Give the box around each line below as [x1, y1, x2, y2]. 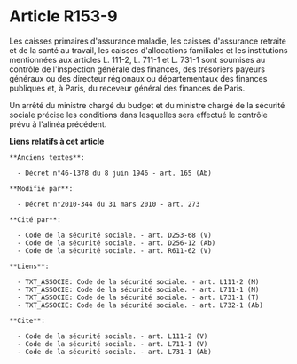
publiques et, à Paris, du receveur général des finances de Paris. [9, 83, 246, 93]
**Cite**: [9, 316, 46, 325]
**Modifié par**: [9, 184, 74, 193]
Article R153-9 [9, 6, 118, 27]
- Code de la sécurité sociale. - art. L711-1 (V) [17, 339, 208, 348]
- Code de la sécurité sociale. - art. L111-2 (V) [17, 331, 208, 341]
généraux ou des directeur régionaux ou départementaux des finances [9, 73, 268, 83]
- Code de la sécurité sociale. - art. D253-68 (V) [17, 231, 213, 240]
